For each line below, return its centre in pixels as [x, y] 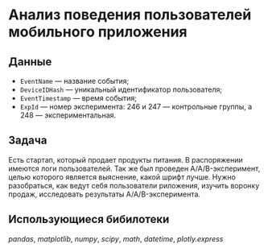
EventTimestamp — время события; [78, 98]
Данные [30, 62]
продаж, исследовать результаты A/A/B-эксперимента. [105, 194]
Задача [28, 140]
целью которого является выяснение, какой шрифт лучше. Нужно [122, 177]
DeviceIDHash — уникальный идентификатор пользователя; [121, 89]
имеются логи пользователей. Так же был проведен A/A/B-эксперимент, [134, 168]
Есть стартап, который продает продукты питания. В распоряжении [126, 159]
